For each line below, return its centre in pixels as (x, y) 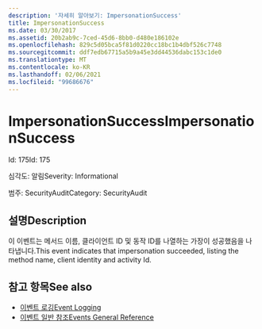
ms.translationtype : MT (48, 60)
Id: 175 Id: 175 (29, 160)
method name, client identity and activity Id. (80, 260)
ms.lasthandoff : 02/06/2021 (55, 75)
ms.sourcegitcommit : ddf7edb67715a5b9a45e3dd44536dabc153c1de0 (115, 52)
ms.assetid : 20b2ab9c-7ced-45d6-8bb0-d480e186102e (94, 38)
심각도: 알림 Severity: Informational (64, 176)
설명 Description (48, 220)
